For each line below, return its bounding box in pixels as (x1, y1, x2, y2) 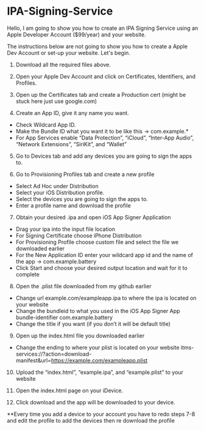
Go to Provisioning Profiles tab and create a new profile (15, 171, 155, 178)
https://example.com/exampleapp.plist (51, 356, 148, 364)
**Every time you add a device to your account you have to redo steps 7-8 (7, 410, 195, 418)
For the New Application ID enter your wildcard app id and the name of (15, 251, 194, 258)
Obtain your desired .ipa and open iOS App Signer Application (15, 213, 171, 220)
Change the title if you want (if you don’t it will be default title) (15, 320, 171, 327)
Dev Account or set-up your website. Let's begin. (7, 49, 130, 56)
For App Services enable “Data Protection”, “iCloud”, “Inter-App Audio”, (15, 134, 194, 141)
